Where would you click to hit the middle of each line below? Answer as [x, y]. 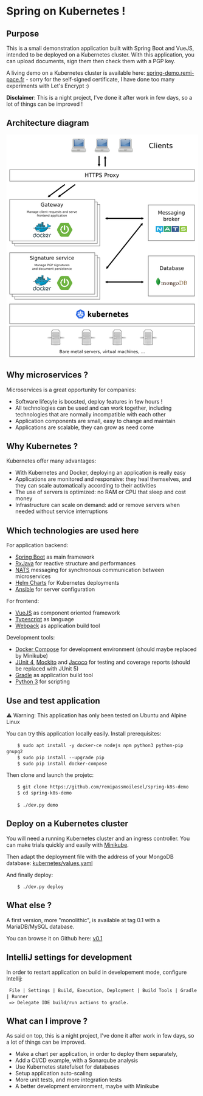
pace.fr [15, 79]
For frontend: [23, 601]
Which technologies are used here [73, 530]
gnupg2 [15, 752]
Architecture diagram [48, 123]
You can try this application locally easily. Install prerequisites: [84, 734]
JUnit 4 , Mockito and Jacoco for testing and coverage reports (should [102, 662]
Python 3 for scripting [42, 681]
